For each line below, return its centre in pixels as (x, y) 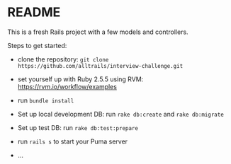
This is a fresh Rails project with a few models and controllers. (98, 32)
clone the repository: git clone (63, 59)
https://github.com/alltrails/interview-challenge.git (100, 66)
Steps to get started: (37, 45)
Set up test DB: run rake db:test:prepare (78, 127)
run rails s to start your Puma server (73, 141)
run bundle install (46, 100)
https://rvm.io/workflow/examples (67, 86)
